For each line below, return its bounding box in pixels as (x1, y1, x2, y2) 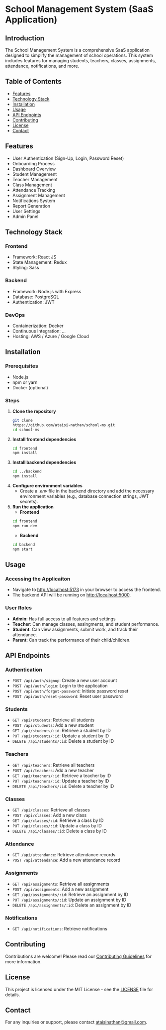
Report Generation (12, 203, 51, 209)
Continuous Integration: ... (12, 328, 66, 334)
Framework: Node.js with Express (12, 288, 82, 294)
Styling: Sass (12, 265, 39, 271)
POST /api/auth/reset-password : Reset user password (12, 693, 123, 699)
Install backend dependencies (12, 459, 76, 465)
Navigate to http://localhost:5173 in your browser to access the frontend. (12, 586, 162, 593)
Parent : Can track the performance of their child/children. (12, 637, 131, 643)
